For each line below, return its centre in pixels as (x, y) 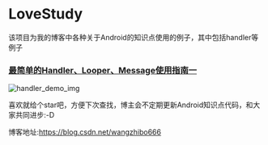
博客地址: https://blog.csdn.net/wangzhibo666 (85, 132)
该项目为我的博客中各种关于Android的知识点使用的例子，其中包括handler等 (134, 37)
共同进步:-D (35, 115)
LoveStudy (46, 14)
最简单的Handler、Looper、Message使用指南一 (102, 70)
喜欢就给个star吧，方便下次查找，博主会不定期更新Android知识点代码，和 (131, 105)
